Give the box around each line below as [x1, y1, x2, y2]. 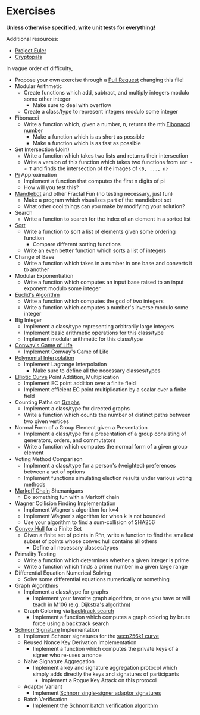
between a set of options [23, 468, 85, 475]
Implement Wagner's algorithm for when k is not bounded [23, 512, 165, 519]
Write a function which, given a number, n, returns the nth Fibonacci [23, 120, 190, 127]
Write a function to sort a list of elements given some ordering [23, 228, 176, 235]
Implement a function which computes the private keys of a [32, 645, 179, 652]
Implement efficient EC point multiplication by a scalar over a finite [23, 385, 186, 393]
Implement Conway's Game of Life [23, 348, 109, 355]
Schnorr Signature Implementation [14, 626, 99, 633]
